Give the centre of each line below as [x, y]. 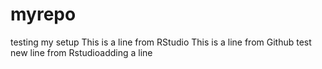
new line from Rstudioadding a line [81, 52]
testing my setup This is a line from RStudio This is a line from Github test [161, 42]
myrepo [43, 14]
